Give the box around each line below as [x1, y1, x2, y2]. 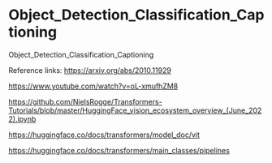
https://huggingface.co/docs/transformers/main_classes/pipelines [8, 145, 230, 155]
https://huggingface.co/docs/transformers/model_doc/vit [8, 130, 201, 139]
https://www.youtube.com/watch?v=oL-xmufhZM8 [8, 81, 179, 91]
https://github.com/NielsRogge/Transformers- [8, 97, 162, 106]
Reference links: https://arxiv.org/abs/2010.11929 [8, 65, 172, 75]
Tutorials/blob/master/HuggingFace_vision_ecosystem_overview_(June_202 [8, 105, 262, 115]
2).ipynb [8, 114, 37, 123]
